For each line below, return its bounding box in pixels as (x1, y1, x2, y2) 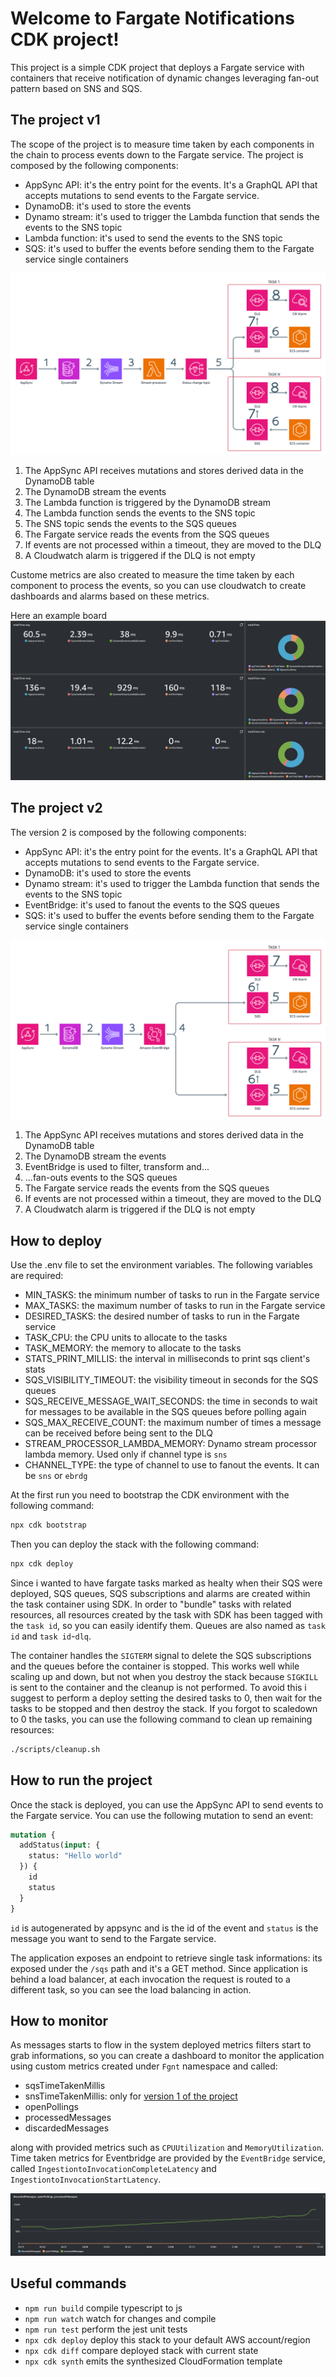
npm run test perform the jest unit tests (24, 2323, 188, 2335)
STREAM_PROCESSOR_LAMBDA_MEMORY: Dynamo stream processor (24, 1438, 318, 1450)
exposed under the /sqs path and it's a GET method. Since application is (10, 1962, 308, 1974)
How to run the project (10, 1772, 153, 1789)
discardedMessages (24, 2122, 110, 2134)
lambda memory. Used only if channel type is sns (24, 1448, 228, 1461)
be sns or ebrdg (24, 1470, 88, 1482)
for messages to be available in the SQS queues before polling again (24, 1406, 307, 1418)
